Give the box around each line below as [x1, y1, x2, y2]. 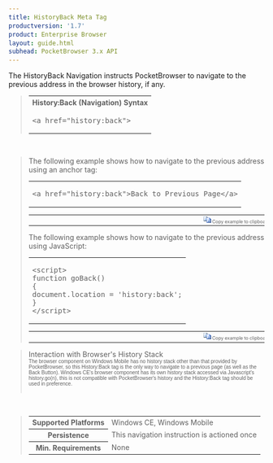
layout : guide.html [8, 39, 75, 47]
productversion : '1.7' [8, 21, 85, 30]
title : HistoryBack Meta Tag [8, 13, 107, 21]
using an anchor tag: [28, 165, 97, 175]
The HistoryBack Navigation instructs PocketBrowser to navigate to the [8, 71, 246, 81]
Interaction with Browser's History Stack [28, 349, 164, 359]
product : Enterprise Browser [8, 30, 107, 38]
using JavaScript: [28, 241, 87, 251]
